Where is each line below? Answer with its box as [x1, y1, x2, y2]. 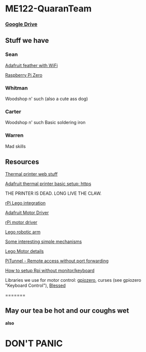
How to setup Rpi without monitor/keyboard [5, 267, 95, 273]
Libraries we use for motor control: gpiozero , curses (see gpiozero [5, 277, 142, 283]
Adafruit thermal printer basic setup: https [5, 180, 91, 187]
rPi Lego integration [5, 200, 46, 206]
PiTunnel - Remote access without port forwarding [5, 257, 109, 264]
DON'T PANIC [5, 338, 63, 349]
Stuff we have [5, 36, 49, 45]
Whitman [5, 84, 28, 91]
